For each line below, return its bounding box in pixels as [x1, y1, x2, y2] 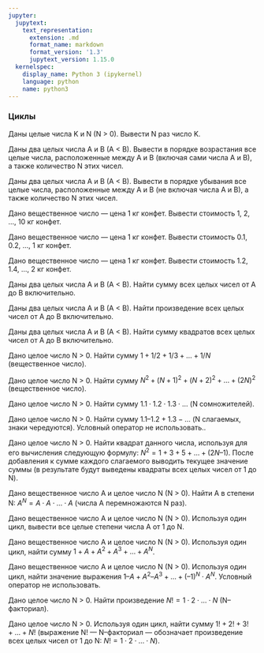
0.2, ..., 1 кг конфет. [8, 240, 72, 250]
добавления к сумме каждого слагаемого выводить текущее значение [8, 456, 248, 466]
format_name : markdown [28, 41, 104, 49]
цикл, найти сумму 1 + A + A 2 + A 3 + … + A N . [8, 546, 155, 557]
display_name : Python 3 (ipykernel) [22, 70, 143, 78]
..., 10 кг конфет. [8, 216, 61, 226]
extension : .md [28, 33, 80, 42]
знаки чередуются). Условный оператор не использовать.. [8, 423, 206, 433]
